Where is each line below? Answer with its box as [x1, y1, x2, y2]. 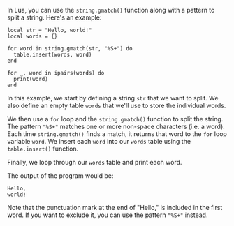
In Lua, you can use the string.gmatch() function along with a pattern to [7, 6, 215, 14]
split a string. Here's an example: [7, 13, 102, 22]
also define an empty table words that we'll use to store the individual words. [7, 101, 226, 110]
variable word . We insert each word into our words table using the [7, 137, 191, 145]
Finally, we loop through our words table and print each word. [7, 158, 182, 166]
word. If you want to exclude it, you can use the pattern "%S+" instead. [7, 211, 208, 219]
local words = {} [7, 33, 58, 40]
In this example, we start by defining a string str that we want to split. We [7, 94, 219, 102]
